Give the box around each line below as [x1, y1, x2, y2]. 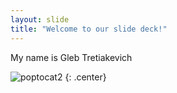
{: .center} [64, 71, 107, 83]
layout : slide [10, 14, 70, 25]
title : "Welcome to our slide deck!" [10, 24, 168, 34]
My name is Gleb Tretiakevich [10, 51, 133, 63]
